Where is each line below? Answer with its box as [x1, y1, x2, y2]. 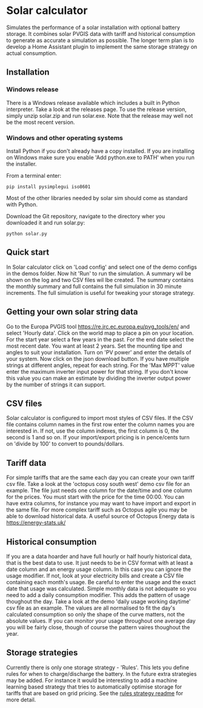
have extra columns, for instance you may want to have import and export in [6, 500, 197, 507]
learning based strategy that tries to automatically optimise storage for [6, 683, 182, 690]
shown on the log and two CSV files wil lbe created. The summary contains [6, 276, 194, 283]
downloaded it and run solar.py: [6, 219, 85, 226]
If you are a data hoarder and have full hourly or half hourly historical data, [6, 553, 192, 560]
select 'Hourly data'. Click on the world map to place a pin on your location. [6, 329, 194, 337]
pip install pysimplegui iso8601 [6, 183, 91, 190]
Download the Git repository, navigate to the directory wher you [6, 212, 165, 220]
